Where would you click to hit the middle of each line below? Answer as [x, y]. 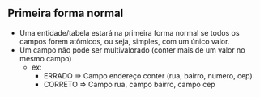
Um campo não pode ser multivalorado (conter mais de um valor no [132, 50]
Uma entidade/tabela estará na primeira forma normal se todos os [129, 32]
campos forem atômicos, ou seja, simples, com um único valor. [124, 41]
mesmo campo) [45, 58]
